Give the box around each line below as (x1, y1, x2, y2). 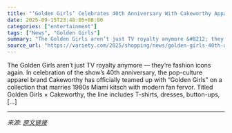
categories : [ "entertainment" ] (7, 23, 97, 30)
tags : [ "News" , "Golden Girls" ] (7, 29, 100, 37)
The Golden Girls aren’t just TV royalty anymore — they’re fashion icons (7, 61, 211, 69)
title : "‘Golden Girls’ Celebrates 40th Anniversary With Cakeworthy (7, 10, 212, 17)
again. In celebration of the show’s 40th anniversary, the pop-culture (7, 68, 203, 76)
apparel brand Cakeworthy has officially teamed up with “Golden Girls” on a (7, 76, 222, 83)
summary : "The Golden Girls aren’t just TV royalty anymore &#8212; (7, 36, 209, 43)
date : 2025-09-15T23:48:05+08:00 (7, 17, 104, 23)
